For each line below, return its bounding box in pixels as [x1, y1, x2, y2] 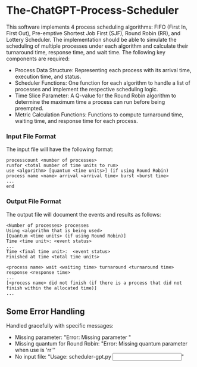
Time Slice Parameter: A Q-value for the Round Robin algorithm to [14, 92, 177, 99]
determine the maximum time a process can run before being [14, 98, 165, 105]
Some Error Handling [6, 306, 85, 316]
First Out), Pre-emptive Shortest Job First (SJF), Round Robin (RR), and [6, 29, 181, 36]
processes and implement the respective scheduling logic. [14, 85, 158, 92]
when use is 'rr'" [14, 347, 56, 354]
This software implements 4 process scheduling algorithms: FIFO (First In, [6, 23, 187, 30]
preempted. [14, 104, 43, 112]
